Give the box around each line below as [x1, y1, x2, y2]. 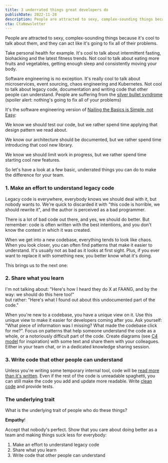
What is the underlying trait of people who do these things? [5, 407, 127, 413]
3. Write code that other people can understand [5, 356, 123, 363]
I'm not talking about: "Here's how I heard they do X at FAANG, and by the [5, 286, 157, 292]
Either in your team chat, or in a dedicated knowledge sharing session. [5, 343, 150, 349]
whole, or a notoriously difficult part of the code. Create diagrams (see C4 [5, 333, 158, 339]
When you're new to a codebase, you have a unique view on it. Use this [5, 311, 152, 318]
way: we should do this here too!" [5, 291, 74, 297]
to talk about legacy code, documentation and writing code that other [5, 86, 148, 93]
